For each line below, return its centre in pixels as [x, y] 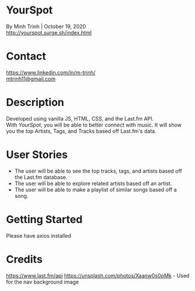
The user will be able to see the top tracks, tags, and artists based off [98, 171]
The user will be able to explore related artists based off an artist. [93, 183]
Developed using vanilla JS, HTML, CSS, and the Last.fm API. [80, 118]
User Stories [37, 155]
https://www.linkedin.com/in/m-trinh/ [51, 72]
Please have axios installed [39, 235]
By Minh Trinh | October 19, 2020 [46, 26]
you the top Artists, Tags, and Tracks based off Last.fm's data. [81, 131]
